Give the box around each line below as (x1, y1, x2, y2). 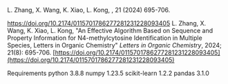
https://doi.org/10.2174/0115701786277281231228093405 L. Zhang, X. (7, 19, 207, 27)
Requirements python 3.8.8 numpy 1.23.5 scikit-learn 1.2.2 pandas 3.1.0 (7, 69, 209, 77)
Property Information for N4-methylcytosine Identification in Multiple (7, 34, 202, 42)
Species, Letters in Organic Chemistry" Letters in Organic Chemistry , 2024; (7, 41, 222, 49)
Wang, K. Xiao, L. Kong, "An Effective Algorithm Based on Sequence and (7, 27, 213, 34)
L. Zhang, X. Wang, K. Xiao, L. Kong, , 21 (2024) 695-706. (7, 6, 171, 14)
